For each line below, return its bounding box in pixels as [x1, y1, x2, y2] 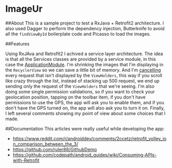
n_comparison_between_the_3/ [12, 141, 78, 147]
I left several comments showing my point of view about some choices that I [5, 110, 165, 116]
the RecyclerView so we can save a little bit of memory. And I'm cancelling [5, 67, 161, 73]
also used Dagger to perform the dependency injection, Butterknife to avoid [5, 25, 165, 31]
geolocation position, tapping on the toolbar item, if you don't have [5, 94, 146, 100]
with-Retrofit [12, 157, 40, 163]
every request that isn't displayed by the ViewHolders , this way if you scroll [5, 72, 162, 78]
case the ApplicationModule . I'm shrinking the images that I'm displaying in [5, 61, 164, 67]
